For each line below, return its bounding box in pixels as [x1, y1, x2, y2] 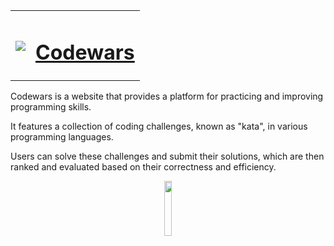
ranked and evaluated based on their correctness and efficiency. [10, 161, 277, 173]
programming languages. [10, 131, 114, 143]
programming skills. [10, 101, 92, 113]
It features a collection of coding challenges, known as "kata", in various [10, 120, 308, 133]
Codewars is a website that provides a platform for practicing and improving [10, 90, 324, 103]
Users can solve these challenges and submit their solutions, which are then [10, 150, 325, 163]
